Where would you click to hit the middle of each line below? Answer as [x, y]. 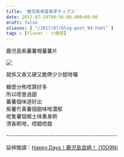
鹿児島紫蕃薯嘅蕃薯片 [32, 51]
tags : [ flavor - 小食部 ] [36, 34]
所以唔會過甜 [21, 94]
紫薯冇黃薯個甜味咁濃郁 [34, 109]
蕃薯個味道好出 [24, 102]
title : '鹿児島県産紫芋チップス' [42, 11]
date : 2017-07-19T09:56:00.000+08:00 [52, 17]
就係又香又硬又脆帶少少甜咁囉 [42, 75]
